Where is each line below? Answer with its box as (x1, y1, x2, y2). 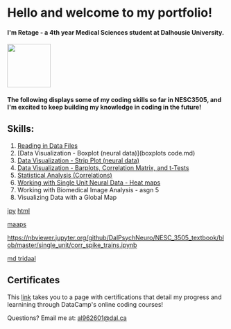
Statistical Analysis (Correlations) (17, 171, 112, 179)
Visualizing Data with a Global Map (17, 193, 117, 201)
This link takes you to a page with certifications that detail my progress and (7, 293, 222, 301)
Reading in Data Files (17, 141, 78, 150)
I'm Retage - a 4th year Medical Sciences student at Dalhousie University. (7, 28, 224, 36)
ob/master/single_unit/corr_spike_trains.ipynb (7, 241, 137, 249)
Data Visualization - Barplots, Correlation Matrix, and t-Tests (17, 163, 189, 171)
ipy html (7, 206, 31, 214)
